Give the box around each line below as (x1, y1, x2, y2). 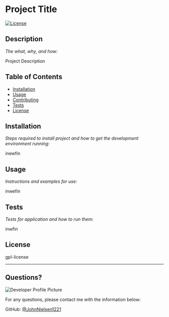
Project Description (5, 58, 45, 64)
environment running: (5, 141, 50, 147)
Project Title (5, 4, 57, 15)
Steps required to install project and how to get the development (5, 135, 139, 142)
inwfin (5, 226, 18, 232)
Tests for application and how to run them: (5, 216, 94, 222)
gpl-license (5, 253, 29, 260)
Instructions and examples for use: (5, 178, 77, 184)
